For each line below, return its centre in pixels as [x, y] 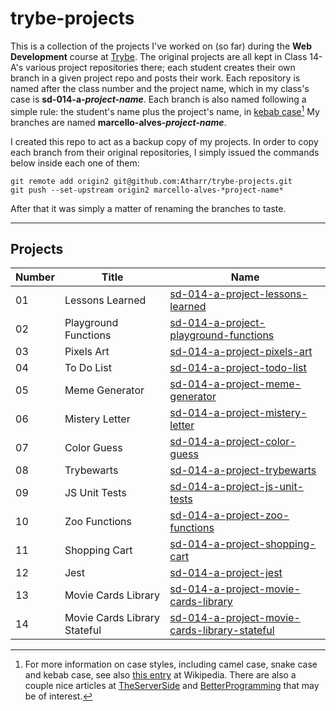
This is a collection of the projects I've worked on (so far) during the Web [161, 46]
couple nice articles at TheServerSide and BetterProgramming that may [172, 686]
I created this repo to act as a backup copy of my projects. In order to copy [164, 141]
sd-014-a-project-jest [226, 573]
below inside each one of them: [75, 163]
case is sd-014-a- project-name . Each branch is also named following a [158, 99]
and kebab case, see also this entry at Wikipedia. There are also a [160, 675]
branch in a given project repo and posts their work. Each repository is [155, 78]
